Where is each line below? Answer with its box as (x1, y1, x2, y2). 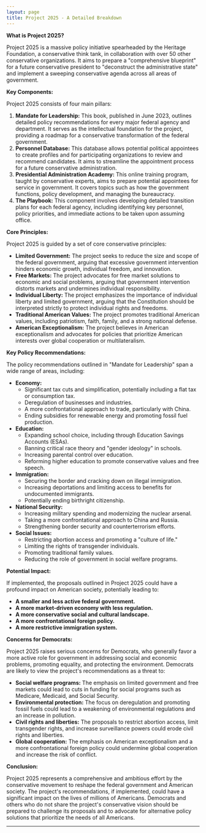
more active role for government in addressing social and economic (6, 654, 177, 661)
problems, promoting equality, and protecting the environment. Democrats (6, 660, 194, 668)
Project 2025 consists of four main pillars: (6, 100, 112, 108)
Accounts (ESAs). (24, 437, 69, 445)
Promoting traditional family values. (24, 549, 114, 556)
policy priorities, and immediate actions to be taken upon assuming (15, 209, 185, 217)
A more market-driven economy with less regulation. (15, 604, 153, 611)
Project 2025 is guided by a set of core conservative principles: (6, 240, 167, 248)
